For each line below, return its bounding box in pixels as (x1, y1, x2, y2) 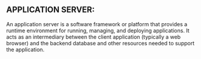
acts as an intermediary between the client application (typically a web (6, 33, 181, 41)
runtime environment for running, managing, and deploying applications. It (6, 27, 190, 34)
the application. (6, 46, 45, 53)
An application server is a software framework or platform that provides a (6, 20, 188, 27)
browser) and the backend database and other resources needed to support (6, 39, 195, 46)
